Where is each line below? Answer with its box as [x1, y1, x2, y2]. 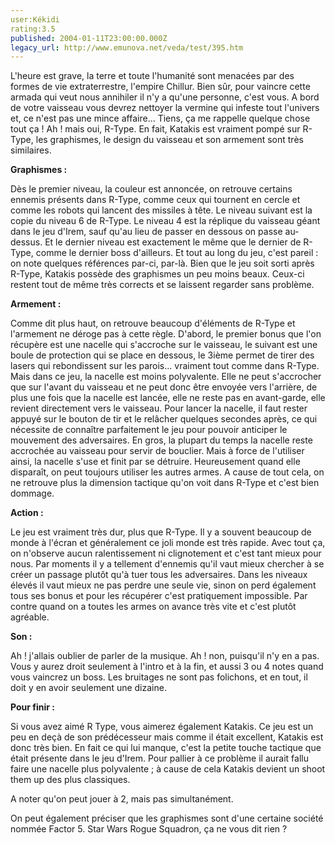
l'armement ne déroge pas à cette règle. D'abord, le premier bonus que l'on [10, 328, 322, 340]
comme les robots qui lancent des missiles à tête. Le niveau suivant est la [10, 204, 313, 216]
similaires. [10, 144, 52, 156]
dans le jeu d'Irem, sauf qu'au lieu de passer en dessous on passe [10, 226, 283, 238]
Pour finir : [10, 701, 55, 713]
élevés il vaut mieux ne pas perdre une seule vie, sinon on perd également [10, 579, 317, 591]
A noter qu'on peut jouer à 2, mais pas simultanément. [10, 793, 234, 805]
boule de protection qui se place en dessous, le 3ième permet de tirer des [10, 349, 315, 361]
